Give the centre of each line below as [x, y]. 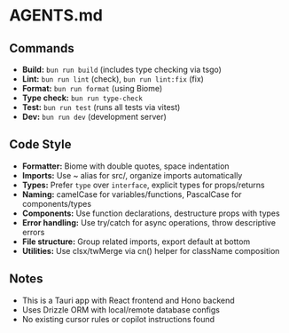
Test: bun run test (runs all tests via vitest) [101, 107]
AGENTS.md [56, 16]
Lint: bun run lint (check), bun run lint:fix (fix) [113, 79]
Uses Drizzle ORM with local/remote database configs [121, 309]
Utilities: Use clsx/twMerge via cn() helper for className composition [151, 250]
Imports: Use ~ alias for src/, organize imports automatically [132, 175]
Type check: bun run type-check [82, 98]
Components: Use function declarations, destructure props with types [151, 213]
